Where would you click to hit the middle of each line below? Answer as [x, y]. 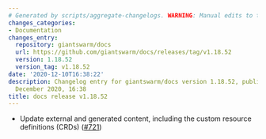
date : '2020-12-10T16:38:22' [56, 74]
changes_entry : [33, 38]
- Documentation [35, 30]
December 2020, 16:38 [51, 89]
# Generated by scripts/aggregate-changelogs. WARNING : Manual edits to [131, 15]
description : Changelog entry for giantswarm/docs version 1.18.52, [123, 81]
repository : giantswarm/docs [63, 45]
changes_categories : [42, 23]
